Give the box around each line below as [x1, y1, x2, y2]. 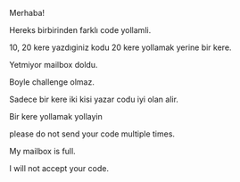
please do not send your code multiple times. [9, 128, 176, 139]
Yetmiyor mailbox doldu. [9, 60, 98, 70]
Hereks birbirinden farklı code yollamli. [9, 25, 152, 35]
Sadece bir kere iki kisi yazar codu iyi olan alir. [9, 94, 178, 104]
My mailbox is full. [9, 146, 76, 156]
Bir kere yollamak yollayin [9, 112, 103, 121]
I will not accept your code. [9, 163, 110, 173]
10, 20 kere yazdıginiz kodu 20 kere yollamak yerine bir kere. [9, 42, 232, 53]
